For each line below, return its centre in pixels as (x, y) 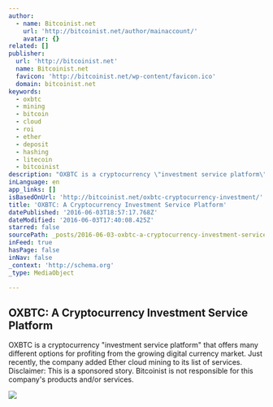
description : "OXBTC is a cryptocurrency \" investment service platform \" (138, 175)
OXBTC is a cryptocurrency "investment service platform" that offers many (133, 345)
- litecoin (34, 159)
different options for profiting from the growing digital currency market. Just (135, 353)
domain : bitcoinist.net (56, 84)
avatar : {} (41, 39)
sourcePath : (28, 235)
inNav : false (30, 258)
